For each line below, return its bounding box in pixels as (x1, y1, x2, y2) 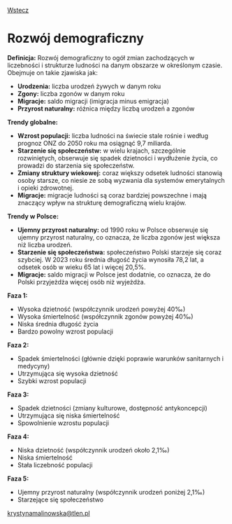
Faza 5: (7, 474, 29, 483)
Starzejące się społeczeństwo (17, 495, 103, 504)
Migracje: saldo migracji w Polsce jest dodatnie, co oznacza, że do (17, 270, 211, 279)
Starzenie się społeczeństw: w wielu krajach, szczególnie (17, 146, 187, 155)
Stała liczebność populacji (17, 460, 93, 469)
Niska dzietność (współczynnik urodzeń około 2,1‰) (17, 446, 170, 454)
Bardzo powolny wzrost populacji (17, 327, 114, 336)
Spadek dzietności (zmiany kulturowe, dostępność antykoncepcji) (17, 404, 208, 412)
